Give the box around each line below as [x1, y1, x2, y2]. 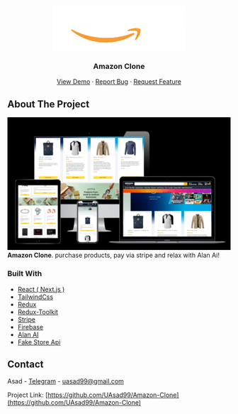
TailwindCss [17, 293, 54, 301]
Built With [7, 268, 42, 278]
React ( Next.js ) [17, 285, 65, 293]
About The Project [7, 98, 90, 110]
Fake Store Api [17, 337, 61, 346]
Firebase [17, 322, 44, 331]
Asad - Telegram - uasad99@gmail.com [7, 377, 124, 386]
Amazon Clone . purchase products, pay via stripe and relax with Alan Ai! [7, 251, 220, 260]
